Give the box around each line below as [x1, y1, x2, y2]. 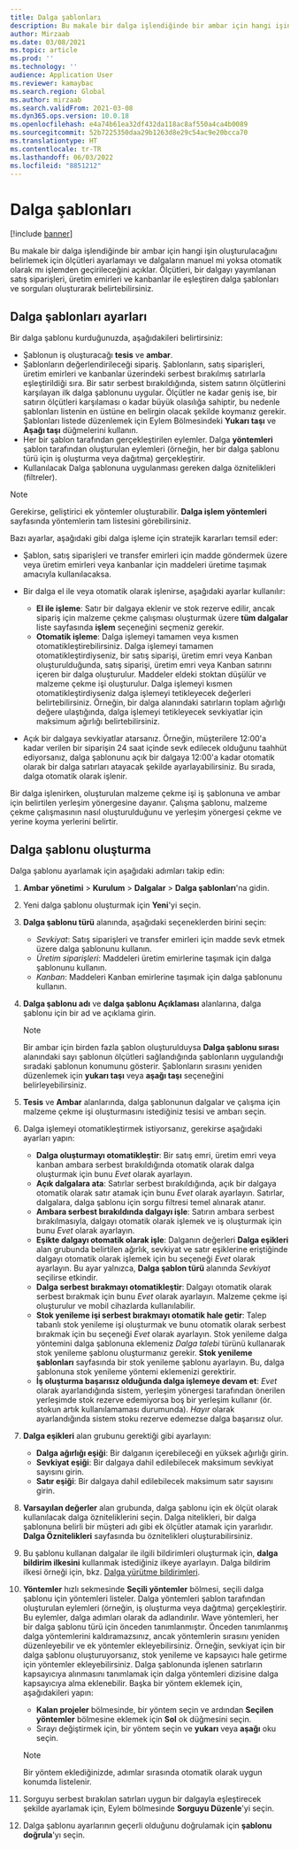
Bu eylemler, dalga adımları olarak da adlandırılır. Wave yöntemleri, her [22, 1612, 279, 1622]
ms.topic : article [10, 46, 78, 55]
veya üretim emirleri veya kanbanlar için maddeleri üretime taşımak [22, 560, 267, 570]
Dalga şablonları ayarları [10, 309, 148, 324]
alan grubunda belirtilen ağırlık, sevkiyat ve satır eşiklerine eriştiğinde [35, 1243, 288, 1254]
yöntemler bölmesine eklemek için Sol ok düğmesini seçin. [35, 1714, 252, 1724]
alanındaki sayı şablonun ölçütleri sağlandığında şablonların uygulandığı [22, 1051, 284, 1062]
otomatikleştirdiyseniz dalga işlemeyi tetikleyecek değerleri [35, 688, 251, 699]
